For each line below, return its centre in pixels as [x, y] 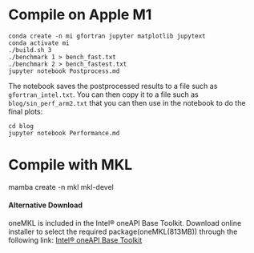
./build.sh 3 [30, 50]
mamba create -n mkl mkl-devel [61, 187]
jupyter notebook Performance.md [64, 133]
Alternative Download [45, 205]
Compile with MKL [71, 165]
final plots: [26, 111]
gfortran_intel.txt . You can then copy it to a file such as [103, 94]
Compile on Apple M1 [80, 15]
